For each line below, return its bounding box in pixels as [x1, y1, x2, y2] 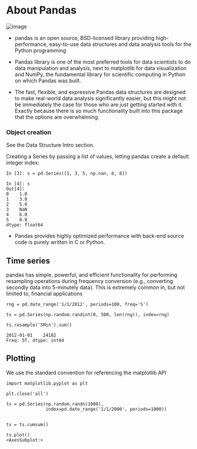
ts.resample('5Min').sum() [6, 322, 72, 328]
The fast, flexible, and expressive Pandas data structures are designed [14, 88, 186, 95]
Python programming [14, 46, 66, 54]
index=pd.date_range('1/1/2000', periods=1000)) [45, 406, 167, 412]
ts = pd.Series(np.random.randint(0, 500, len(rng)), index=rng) [6, 312, 169, 318]
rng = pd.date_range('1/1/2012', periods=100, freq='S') [6, 301, 149, 308]
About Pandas [6, 4, 77, 17]
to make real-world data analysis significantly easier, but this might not [14, 95, 186, 102]
